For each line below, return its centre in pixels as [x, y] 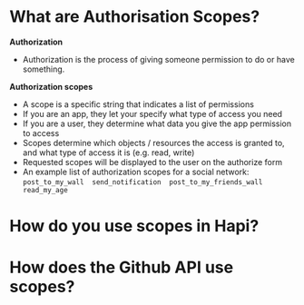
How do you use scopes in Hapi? [134, 226]
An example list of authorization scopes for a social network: [136, 172]
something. [44, 69]
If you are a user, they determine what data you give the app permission [157, 123]
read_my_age [45, 190]
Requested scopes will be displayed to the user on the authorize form [152, 162]
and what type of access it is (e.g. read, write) [108, 152]
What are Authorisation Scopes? [135, 17]
